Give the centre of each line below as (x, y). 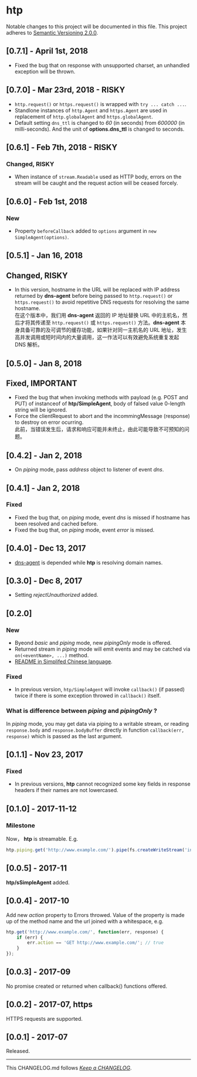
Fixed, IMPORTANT (42, 383)
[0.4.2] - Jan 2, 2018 (44, 455)
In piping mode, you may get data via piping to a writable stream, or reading (98, 723)
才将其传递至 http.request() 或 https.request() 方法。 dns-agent (100, 322)
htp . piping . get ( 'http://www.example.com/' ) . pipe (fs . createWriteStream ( (95, 850)
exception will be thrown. (45, 72)
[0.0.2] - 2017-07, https (49, 1005)
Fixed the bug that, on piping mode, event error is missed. (84, 530)
